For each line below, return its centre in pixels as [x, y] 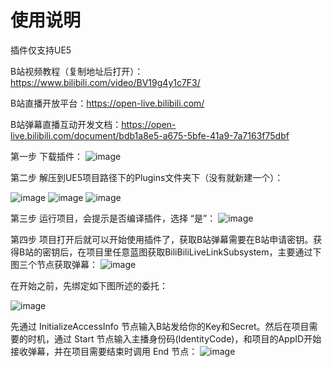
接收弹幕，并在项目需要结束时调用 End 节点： [104, 351]
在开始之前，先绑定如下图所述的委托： [89, 285]
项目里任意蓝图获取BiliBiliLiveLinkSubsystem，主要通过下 [204, 252]
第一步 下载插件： [46, 156]
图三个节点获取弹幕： [54, 264]
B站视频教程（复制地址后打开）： [77, 71]
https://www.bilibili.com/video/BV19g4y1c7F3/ [105, 82]
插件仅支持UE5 [41, 50]
